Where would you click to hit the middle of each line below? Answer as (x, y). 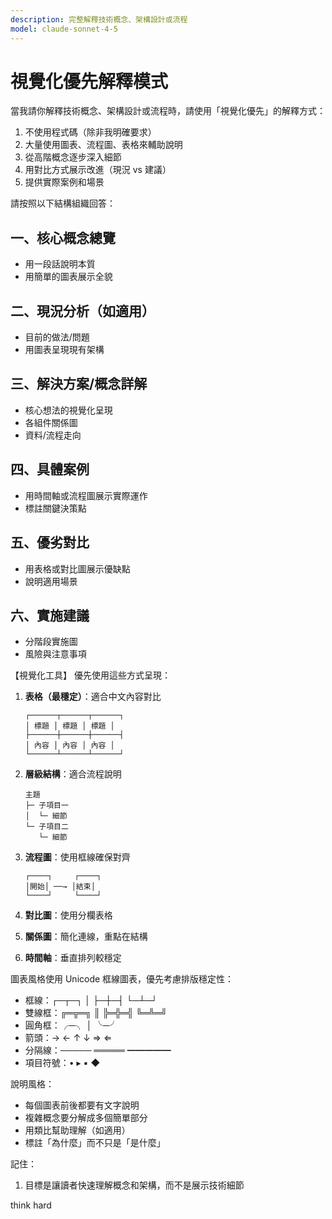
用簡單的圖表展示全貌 (68, 277)
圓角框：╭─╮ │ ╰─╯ (71, 1025)
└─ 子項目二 (46, 827)
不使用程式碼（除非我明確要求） (90, 132)
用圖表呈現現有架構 (64, 350)
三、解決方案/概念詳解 (79, 384)
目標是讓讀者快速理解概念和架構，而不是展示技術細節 (134, 1185)
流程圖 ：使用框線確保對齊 (77, 857)
